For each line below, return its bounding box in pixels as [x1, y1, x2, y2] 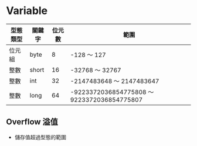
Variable [6, 4, 48, 18]
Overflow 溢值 [6, 117, 59, 127]
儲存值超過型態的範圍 [14, 133, 66, 141]
